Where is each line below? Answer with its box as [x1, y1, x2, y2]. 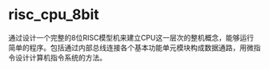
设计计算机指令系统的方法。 [14, 52, 106, 62]
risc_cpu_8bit [8, 6, 99, 24]
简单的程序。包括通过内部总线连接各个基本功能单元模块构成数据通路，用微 [8, 42, 254, 52]
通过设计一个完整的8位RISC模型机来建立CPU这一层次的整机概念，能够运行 [8, 33, 255, 42]
